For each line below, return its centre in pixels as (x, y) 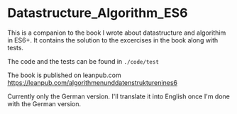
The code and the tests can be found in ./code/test (83, 61)
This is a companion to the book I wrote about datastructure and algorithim (117, 33)
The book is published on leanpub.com (65, 75)
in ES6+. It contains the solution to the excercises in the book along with (113, 40)
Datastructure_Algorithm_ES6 (98, 13)
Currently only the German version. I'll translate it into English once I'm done (119, 96)
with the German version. (44, 103)
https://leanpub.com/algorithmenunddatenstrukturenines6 (92, 82)
